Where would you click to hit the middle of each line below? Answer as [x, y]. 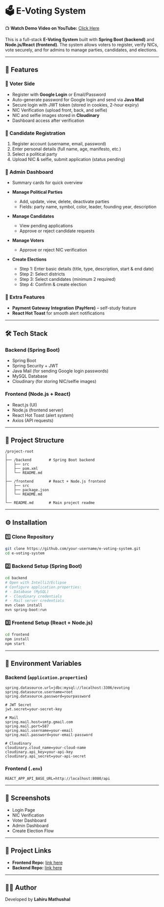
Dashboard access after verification [48, 120]
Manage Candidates [33, 216]
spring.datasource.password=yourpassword [48, 696]
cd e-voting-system [25, 553]
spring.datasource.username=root [39, 692]
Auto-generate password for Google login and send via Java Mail [78, 99]
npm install [17, 639]
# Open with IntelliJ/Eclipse [36, 582]
